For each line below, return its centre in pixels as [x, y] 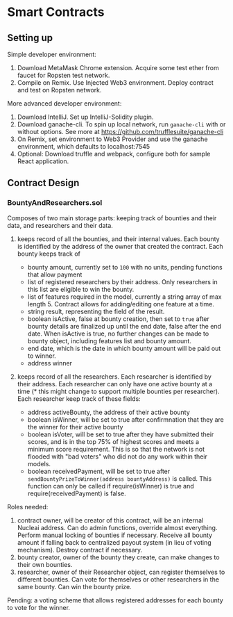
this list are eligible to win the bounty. [81, 289]
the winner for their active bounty [75, 427]
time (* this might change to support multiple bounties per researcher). [118, 391]
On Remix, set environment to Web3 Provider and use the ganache [112, 139]
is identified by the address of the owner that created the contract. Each [120, 246]
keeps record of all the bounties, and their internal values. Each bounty [118, 239]
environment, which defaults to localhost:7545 [84, 146]
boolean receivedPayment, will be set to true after [99, 471]
